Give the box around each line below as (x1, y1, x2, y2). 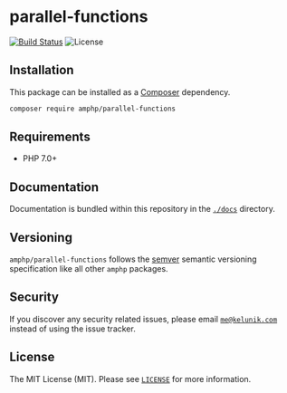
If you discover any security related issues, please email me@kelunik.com (9, 313, 278, 324)
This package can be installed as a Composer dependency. (9, 86, 231, 97)
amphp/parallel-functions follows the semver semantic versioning (9, 254, 257, 264)
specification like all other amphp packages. (9, 264, 169, 274)
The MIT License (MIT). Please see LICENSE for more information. (9, 373, 252, 384)
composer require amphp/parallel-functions (9, 104, 177, 113)
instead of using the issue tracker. (9, 323, 136, 334)
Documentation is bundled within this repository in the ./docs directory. (9, 204, 276, 215)
